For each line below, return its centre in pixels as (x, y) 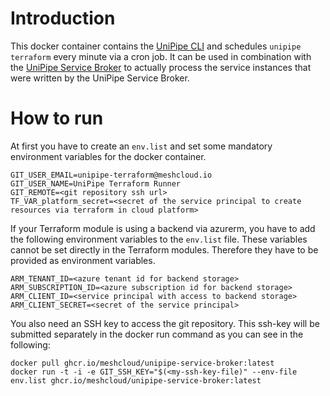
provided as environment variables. (83, 260)
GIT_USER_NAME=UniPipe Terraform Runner (96, 183)
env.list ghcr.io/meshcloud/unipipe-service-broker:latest (136, 380)
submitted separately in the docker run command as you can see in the (157, 334)
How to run (57, 118)
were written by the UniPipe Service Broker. (100, 78)
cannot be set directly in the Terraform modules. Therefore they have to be (164, 249)
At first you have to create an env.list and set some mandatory (141, 146)
